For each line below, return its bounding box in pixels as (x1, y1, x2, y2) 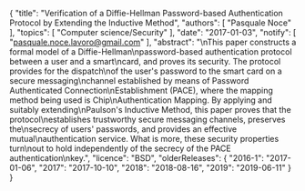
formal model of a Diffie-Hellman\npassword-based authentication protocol (9, 46, 293, 57)
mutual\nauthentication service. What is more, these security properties (9, 134, 280, 144)
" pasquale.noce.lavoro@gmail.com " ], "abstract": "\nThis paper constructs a (9, 36, 297, 47)
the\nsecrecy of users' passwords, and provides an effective (9, 124, 238, 135)
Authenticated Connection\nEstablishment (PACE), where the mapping (9, 85, 273, 95)
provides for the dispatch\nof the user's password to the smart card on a (9, 65, 282, 76)
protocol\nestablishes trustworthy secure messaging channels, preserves (9, 114, 286, 125)
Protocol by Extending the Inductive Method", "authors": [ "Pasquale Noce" (9, 17, 291, 28)
